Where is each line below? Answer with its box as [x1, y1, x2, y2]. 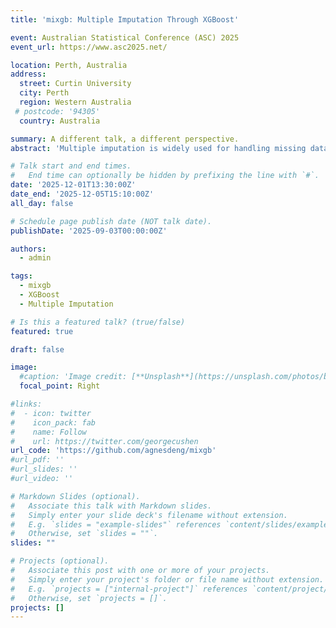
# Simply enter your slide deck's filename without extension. [10, 510, 288, 520]
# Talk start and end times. [10, 161, 132, 171]
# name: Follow [10, 427, 87, 437]
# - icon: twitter [10, 408, 92, 418]
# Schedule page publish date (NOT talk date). [10, 216, 213, 226]
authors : [10, 244, 47, 254]
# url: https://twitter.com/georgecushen [10, 436, 199, 446]
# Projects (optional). [10, 556, 110, 566]
